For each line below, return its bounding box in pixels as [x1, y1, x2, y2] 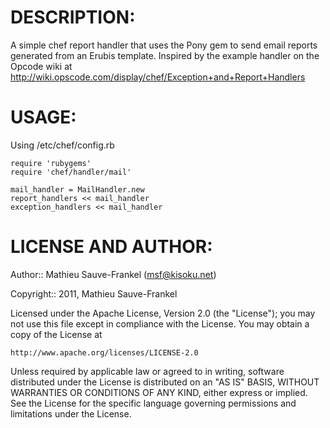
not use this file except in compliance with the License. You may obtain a [10, 317, 310, 330]
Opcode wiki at [10, 60, 73, 72]
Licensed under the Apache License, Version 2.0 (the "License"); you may [10, 307, 316, 319]
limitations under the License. [10, 407, 132, 420]
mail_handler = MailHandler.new [10, 184, 145, 195]
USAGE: [10, 106, 77, 129]
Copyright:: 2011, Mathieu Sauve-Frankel [10, 287, 178, 300]
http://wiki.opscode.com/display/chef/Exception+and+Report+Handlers [10, 71, 306, 83]
